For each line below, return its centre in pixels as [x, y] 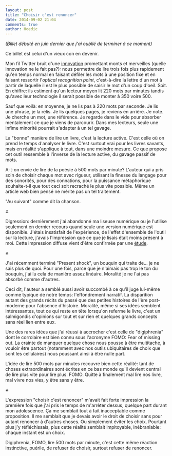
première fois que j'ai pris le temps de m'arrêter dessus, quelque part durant [86, 405]
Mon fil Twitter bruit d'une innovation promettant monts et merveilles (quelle [86, 64]
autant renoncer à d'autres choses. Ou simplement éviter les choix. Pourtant [86, 422]
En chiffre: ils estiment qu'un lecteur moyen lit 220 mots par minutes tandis [85, 91]
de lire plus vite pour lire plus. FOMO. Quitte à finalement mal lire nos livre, [84, 374]
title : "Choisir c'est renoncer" [41, 15]
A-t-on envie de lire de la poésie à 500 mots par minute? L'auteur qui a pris [84, 170]
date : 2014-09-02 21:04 [31, 19]
